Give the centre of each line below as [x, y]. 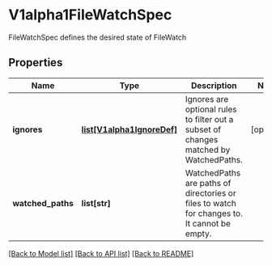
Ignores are [207, 99]
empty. [198, 234]
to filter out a [209, 119]
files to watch [210, 203]
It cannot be [208, 223]
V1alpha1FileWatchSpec [90, 15]
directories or [210, 193]
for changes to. [214, 213]
